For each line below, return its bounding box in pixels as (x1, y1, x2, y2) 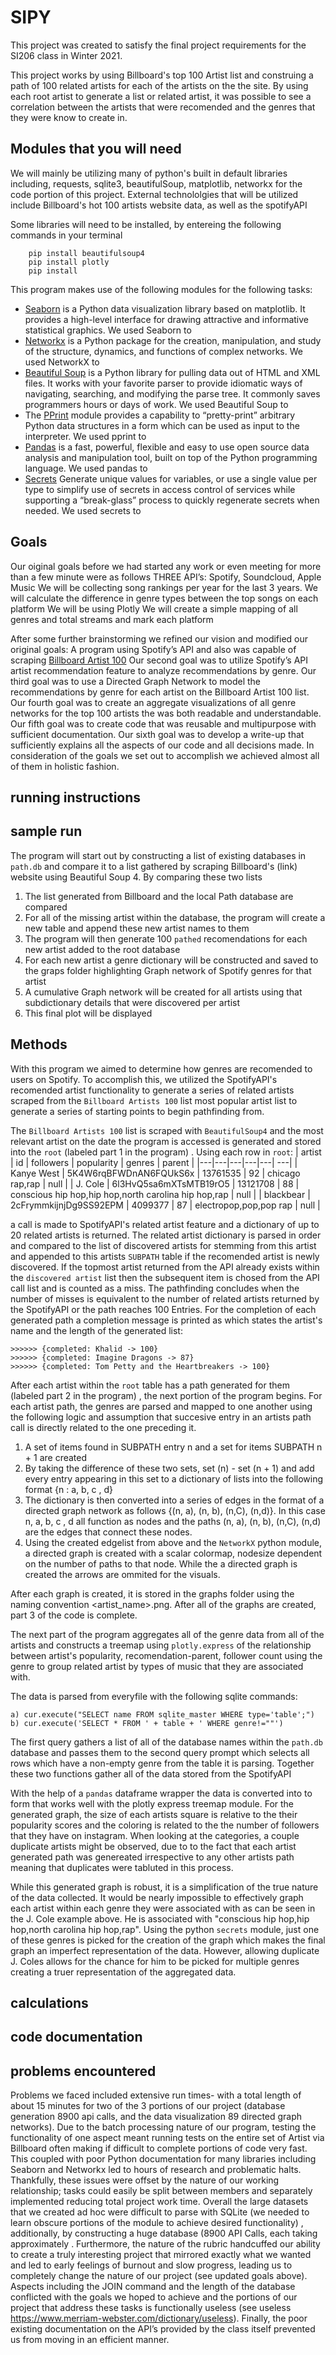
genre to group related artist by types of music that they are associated (10, 1660, 304, 1672)
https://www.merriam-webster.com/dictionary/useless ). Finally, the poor (10, 2312, 308, 2325)
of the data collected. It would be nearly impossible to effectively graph (10, 1891, 304, 1903)
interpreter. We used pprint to (24, 430, 147, 442)
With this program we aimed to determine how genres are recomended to (10, 1062, 313, 1075)
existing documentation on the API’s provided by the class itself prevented (10, 2323, 316, 2335)
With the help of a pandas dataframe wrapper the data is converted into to (10, 1787, 313, 1799)
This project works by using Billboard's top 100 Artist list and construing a (10, 69, 314, 81)
